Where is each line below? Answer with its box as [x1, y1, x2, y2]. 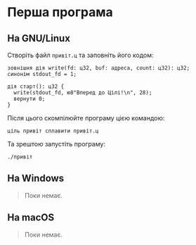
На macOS [7, 212, 55, 224]
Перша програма [7, 4, 114, 20]
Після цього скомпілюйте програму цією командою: [7, 114, 165, 122]
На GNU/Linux [7, 32, 70, 44]
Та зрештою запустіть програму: [7, 140, 105, 148]
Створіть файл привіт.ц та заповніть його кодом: [7, 51, 154, 59]
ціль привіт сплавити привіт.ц [7, 127, 99, 134]
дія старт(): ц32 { [7, 83, 65, 90]
